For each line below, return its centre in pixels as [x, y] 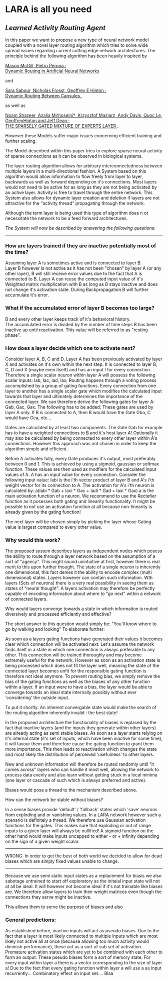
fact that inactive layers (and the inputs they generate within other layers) [81, 728]
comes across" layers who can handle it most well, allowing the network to [82, 769]
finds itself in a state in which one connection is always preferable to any [80, 650]
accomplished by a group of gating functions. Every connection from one [81, 385]
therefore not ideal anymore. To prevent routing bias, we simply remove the [83, 676]
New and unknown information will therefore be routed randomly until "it [79, 764]
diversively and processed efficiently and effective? [58, 614]
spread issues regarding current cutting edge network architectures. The [80, 51]
